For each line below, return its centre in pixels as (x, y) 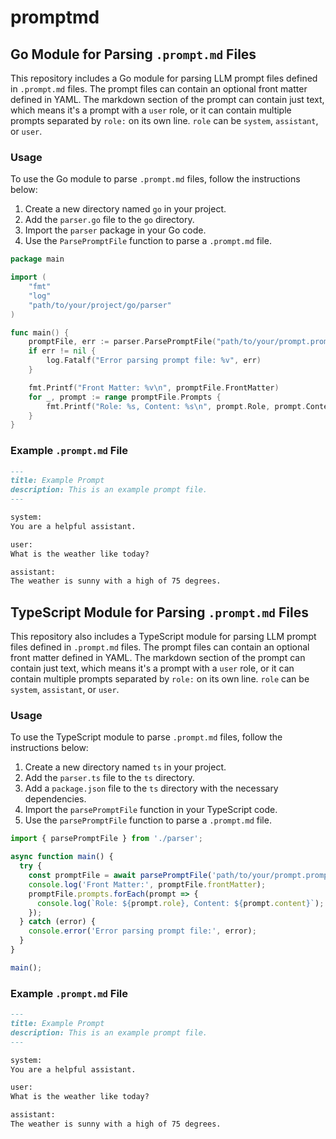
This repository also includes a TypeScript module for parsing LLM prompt (163, 637)
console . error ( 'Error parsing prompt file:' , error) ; (142, 931)
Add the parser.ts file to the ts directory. (109, 778)
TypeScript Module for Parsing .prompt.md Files (159, 612)
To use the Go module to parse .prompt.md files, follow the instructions (155, 179)
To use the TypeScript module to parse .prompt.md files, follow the (146, 737)
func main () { (40, 332)
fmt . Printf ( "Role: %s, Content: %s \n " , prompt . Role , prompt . (176, 406)
